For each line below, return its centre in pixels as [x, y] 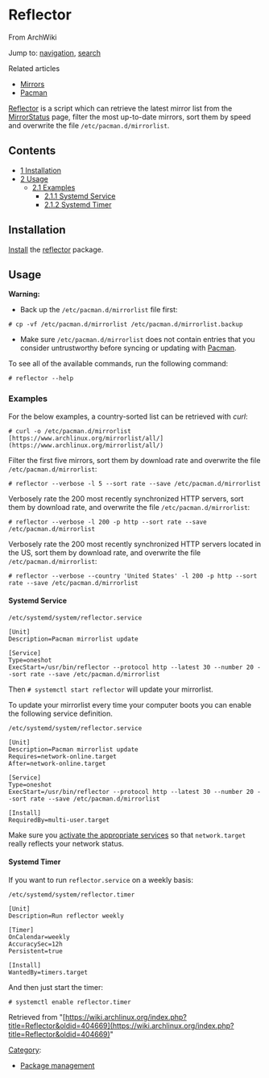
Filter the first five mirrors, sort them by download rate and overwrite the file [134, 460]
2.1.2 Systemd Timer [78, 204]
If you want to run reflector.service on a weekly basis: [101, 880]
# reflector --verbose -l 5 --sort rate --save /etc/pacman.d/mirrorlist [135, 483]
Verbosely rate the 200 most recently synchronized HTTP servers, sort [126, 499]
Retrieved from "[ [37, 1017]
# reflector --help [41, 378]
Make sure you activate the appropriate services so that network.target [127, 835]
